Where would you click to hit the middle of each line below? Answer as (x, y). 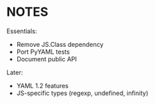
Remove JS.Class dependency (60, 44)
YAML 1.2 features (43, 85)
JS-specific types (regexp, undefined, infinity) (82, 93)
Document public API (47, 59)
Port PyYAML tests (43, 52)
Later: (15, 72)
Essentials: (22, 31)
